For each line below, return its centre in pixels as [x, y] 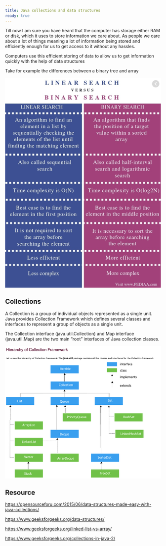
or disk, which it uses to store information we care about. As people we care [83, 36]
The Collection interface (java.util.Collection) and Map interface [70, 333]
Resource [20, 492]
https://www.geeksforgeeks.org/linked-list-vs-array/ [59, 529]
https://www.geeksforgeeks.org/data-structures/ [55, 519]
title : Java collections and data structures [53, 10]
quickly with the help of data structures [45, 61]
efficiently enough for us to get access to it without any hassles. [70, 46]
